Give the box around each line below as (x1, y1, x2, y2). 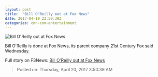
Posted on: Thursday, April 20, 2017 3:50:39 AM (16, 67, 113, 73)
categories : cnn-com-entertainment (5, 20, 77, 26)
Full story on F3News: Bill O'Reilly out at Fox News (5, 57, 105, 63)
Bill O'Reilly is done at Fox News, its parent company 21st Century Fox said (5, 43, 154, 49)
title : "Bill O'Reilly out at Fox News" (5, 12, 90, 16)
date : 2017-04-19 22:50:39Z (5, 16, 62, 21)
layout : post (5, 7, 31, 12)
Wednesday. (5, 48, 30, 54)
